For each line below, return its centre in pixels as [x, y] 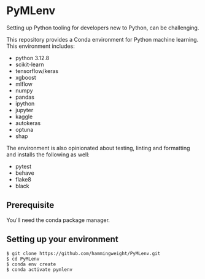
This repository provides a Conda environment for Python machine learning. [102, 39]
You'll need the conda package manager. [58, 220]
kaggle [24, 117]
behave [25, 173]
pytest [23, 166]
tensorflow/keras [37, 71]
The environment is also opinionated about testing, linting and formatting [98, 148]
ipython [25, 103]
